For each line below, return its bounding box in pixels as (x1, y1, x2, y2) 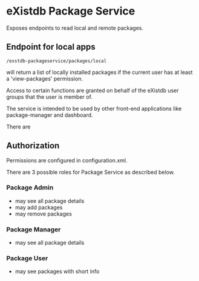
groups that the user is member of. (6, 93, 93, 101)
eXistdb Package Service (6, 4, 135, 18)
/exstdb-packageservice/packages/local (6, 58, 107, 64)
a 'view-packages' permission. (6, 74, 83, 82)
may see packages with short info (15, 268, 100, 275)
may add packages (15, 203, 63, 211)
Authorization (6, 140, 60, 151)
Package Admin (6, 183, 54, 192)
